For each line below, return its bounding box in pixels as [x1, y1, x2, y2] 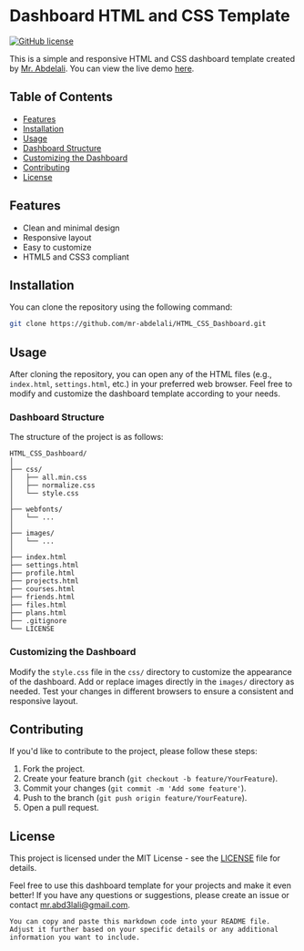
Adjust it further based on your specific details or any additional [9, 925, 279, 935]
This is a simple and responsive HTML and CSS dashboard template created [9, 53, 296, 64]
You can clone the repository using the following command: [9, 302, 233, 312]
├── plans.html [9, 608, 67, 618]
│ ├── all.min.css [9, 473, 88, 483]
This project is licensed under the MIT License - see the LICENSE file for [9, 853, 280, 864]
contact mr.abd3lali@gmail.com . [9, 899, 130, 911]
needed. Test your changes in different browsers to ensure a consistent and [9, 685, 294, 697]
